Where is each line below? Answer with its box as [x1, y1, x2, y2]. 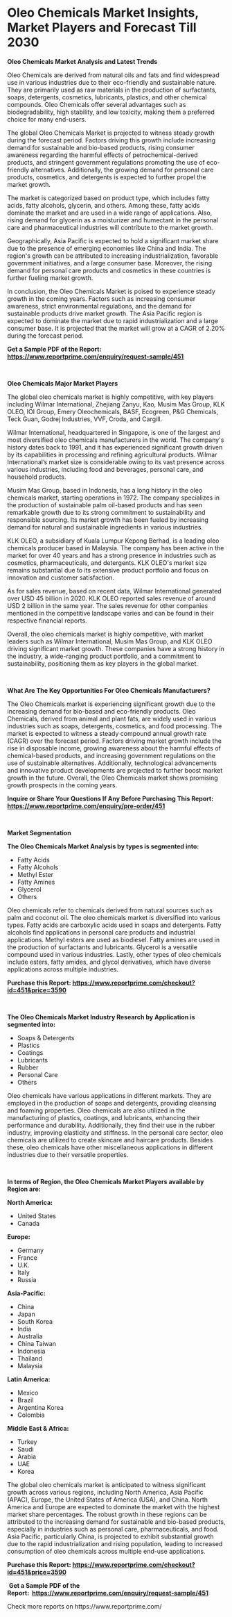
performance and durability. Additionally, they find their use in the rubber [7, 1121, 215, 1129]
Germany [17, 1246, 44, 1254]
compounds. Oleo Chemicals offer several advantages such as [7, 100, 186, 108]
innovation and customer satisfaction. [7, 573, 115, 582]
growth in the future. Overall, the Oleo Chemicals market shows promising [7, 773, 218, 782]
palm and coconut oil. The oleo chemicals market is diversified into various [7, 913, 221, 921]
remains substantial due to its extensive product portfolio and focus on [7, 566, 209, 574]
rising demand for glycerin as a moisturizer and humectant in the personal [7, 215, 218, 224]
